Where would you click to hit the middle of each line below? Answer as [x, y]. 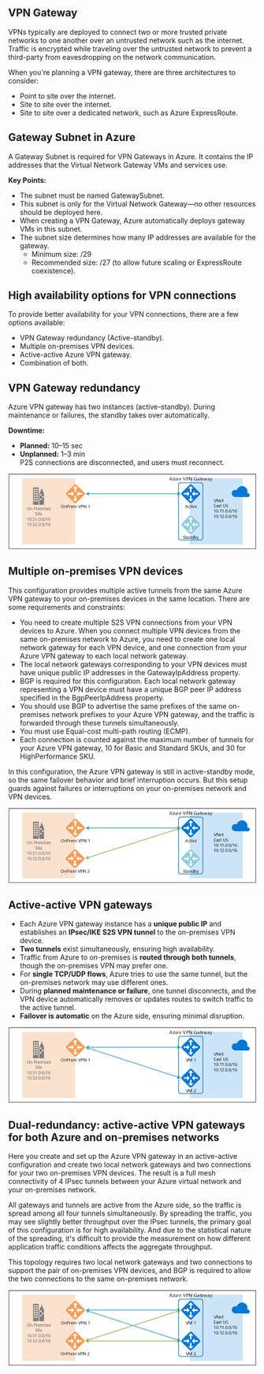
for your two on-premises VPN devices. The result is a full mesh [112, 1173]
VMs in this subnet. [51, 228]
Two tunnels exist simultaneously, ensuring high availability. [117, 949]
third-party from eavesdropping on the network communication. [112, 57]
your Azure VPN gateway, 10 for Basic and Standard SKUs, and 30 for [132, 748]
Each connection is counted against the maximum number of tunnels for [137, 739]
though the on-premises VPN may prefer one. [94, 966]
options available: [37, 323]
